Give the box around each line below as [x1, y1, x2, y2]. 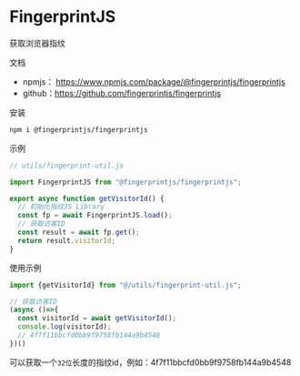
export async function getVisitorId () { [9, 194, 165, 203]
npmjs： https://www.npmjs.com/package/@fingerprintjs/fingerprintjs [22, 76, 286, 87]
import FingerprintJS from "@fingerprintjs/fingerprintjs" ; [9, 178, 243, 187]
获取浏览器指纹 [9, 37, 65, 48]
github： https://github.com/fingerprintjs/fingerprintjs [22, 87, 221, 98]
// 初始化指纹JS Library [17, 202, 105, 211]
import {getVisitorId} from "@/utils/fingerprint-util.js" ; [9, 280, 243, 290]
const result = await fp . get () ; [17, 228, 141, 238]
